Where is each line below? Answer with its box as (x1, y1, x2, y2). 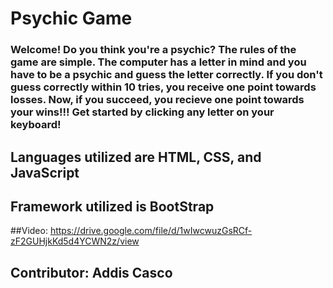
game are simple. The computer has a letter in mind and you (10, 55, 307, 69)
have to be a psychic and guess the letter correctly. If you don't (10, 68, 323, 82)
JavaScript (10, 164, 80, 181)
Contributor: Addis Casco (10, 264, 173, 281)
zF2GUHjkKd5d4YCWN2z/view (10, 235, 140, 247)
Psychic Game (10, 7, 133, 30)
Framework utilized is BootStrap (10, 198, 215, 215)
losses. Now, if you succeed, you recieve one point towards (10, 93, 305, 107)
